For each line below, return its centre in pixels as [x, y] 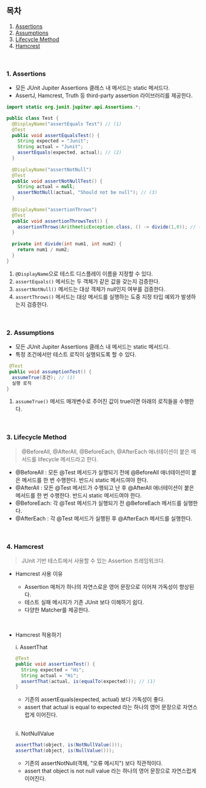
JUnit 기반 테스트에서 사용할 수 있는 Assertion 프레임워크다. [93, 561]
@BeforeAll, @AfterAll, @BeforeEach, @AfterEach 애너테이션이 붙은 [105, 451]
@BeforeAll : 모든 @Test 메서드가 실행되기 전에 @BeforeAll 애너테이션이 [103, 472]
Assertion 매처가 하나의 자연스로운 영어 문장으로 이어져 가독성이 [101, 587]
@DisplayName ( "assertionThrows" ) [55, 210]
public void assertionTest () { [55, 664]
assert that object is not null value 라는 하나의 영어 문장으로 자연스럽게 [110, 771]
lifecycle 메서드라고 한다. [68, 459]
